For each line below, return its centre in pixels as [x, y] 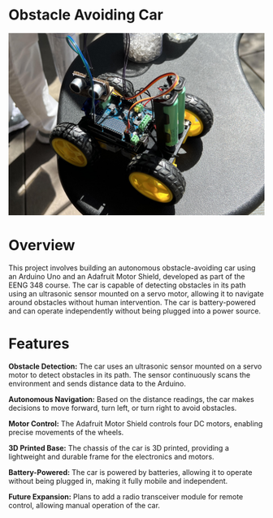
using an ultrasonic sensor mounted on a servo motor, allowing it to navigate [136, 294]
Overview [42, 246]
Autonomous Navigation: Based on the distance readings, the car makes [131, 399]
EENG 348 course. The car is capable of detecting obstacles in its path [127, 285]
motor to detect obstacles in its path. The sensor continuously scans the [129, 375]
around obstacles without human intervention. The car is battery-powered [132, 303]
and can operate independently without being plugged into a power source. [135, 311]
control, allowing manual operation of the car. [84, 506]
